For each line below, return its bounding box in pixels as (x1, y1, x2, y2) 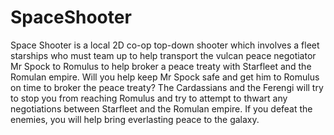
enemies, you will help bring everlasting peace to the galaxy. (10, 113, 260, 125)
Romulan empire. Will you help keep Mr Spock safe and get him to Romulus (10, 71, 320, 83)
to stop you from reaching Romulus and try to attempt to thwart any (10, 92, 288, 104)
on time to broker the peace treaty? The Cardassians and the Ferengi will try (10, 81, 324, 93)
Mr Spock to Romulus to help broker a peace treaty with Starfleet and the (10, 60, 312, 72)
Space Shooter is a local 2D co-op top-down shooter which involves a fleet (10, 39, 320, 51)
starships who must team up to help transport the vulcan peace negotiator (10, 49, 317, 61)
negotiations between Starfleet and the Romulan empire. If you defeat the (10, 102, 313, 115)
